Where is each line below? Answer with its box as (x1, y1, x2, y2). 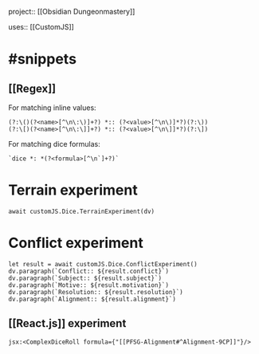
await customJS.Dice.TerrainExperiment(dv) (8, 207, 155, 215)
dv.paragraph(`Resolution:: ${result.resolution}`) (8, 288, 183, 296)
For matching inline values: (8, 103, 97, 112)
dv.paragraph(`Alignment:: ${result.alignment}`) (8, 295, 177, 303)
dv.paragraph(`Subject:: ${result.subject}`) (8, 274, 162, 282)
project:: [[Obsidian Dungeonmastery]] (8, 7, 135, 16)
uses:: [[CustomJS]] (8, 22, 74, 31)
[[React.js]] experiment (8, 317, 127, 330)
